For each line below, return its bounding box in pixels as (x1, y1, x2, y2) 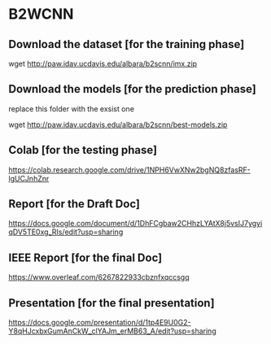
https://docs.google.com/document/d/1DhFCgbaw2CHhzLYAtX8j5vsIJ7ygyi (8, 219, 263, 229)
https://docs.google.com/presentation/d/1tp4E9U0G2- (8, 318, 191, 328)
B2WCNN (8, 5, 74, 24)
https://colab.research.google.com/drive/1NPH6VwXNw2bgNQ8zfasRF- (8, 164, 251, 175)
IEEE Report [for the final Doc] (8, 250, 163, 264)
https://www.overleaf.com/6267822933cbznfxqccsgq (8, 272, 190, 282)
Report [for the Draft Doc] (8, 197, 141, 211)
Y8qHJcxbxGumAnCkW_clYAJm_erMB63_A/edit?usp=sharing (8, 326, 217, 336)
